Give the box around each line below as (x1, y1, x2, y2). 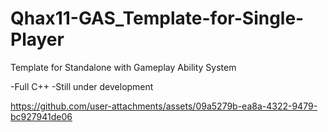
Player (10, 28, 65, 51)
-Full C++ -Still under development (10, 80, 154, 92)
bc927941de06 (10, 110, 73, 122)
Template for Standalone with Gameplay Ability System (10, 61, 237, 73)
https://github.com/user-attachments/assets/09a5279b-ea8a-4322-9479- (10, 100, 318, 112)
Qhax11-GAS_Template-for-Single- (10, 7, 305, 30)
